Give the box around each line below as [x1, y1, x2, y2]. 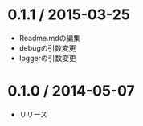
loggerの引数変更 [18, 53, 77, 63]
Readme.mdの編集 [18, 33, 81, 43]
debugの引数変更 [18, 43, 76, 53]
